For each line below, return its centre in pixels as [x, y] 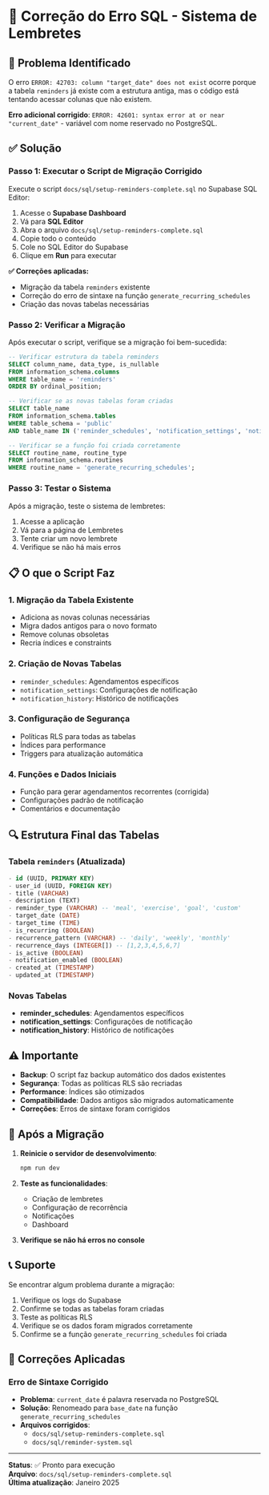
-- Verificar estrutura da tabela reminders [84, 357]
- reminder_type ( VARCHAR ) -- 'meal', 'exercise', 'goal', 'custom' [125, 908]
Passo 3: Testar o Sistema [60, 488]
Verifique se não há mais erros [70, 547]
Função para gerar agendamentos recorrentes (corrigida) [114, 792]
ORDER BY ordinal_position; [55, 387]
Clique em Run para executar [68, 255]
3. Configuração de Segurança [69, 719]
